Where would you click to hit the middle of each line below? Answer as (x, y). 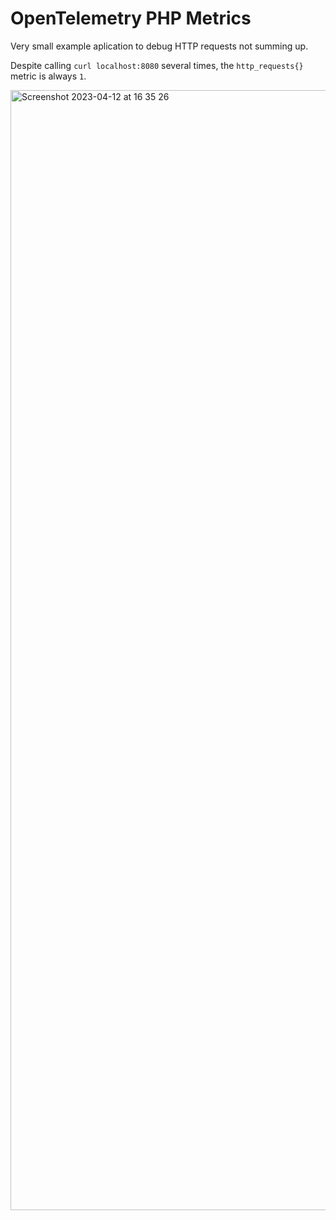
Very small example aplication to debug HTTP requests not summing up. (159, 46)
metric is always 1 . (48, 76)
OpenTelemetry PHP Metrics (131, 18)
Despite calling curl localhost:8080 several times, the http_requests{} (157, 65)
